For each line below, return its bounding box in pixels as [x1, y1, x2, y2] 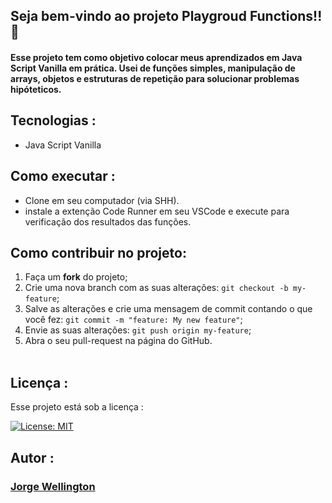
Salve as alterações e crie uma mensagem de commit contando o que [24, 303, 313, 315]
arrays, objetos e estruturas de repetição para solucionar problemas [10, 72, 300, 84]
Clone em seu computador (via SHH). [24, 194, 180, 206]
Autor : [10, 449, 55, 466]
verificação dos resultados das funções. [24, 215, 192, 228]
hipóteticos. [10, 83, 62, 95]
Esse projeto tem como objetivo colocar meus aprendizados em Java [10, 51, 303, 63]
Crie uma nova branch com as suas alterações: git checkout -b [24, 282, 289, 294]
